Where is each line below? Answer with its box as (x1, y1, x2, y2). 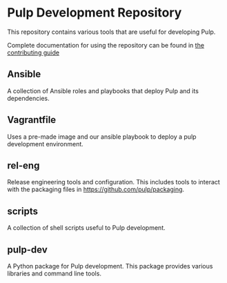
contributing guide (7, 48, 60, 57)
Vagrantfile (7, 114, 57, 126)
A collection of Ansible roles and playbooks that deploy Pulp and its (7, 86, 199, 95)
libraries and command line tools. (7, 269, 102, 277)
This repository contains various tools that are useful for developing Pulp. (7, 28, 216, 36)
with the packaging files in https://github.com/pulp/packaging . (7, 185, 185, 194)
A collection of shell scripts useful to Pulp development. (7, 224, 166, 232)
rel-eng (7, 159, 40, 171)
